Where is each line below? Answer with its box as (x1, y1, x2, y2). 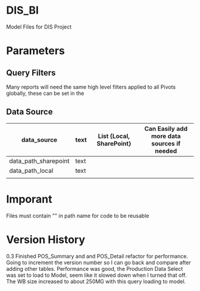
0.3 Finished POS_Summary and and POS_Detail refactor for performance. (6, 252, 189, 260)
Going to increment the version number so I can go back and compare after (6, 259, 192, 266)
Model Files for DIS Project (6, 23, 72, 30)
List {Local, (98, 132, 130, 140)
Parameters (6, 44, 65, 58)
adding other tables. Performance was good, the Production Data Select (6, 265, 183, 272)
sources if (151, 139, 181, 147)
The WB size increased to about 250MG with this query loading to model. (6, 277, 186, 285)
